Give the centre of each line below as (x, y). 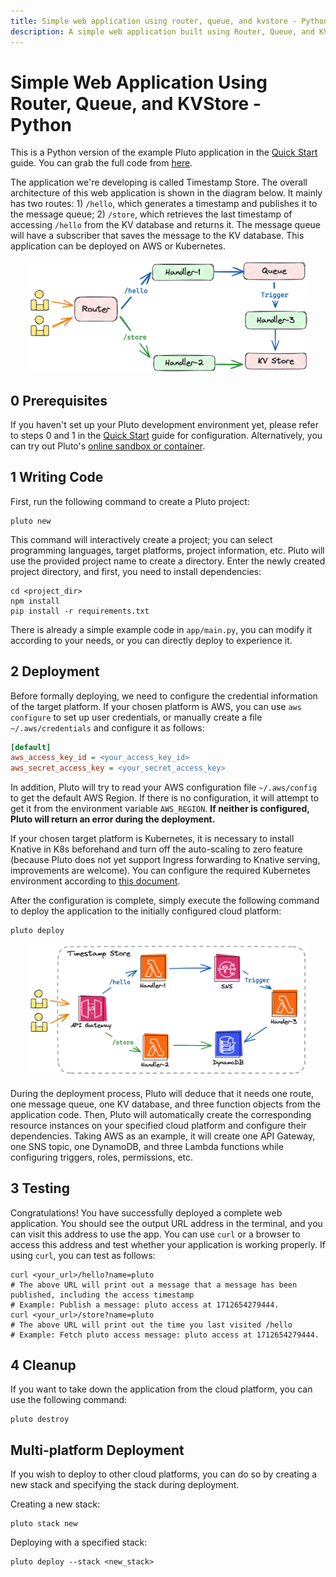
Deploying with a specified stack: (79, 1542)
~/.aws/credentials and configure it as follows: (107, 727)
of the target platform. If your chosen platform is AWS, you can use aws (156, 706)
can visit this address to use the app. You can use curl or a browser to (155, 1234)
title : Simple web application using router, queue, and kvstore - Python (169, 21)
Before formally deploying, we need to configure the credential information (164, 696)
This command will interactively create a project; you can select (141, 539)
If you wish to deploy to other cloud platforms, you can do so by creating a (164, 1474)
